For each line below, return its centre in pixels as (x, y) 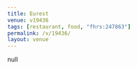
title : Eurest (28, 14)
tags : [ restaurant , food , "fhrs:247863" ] (69, 26)
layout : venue (28, 40)
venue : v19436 (28, 20)
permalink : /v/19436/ (39, 33)
